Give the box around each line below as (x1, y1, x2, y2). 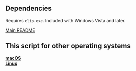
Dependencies (5, 4, 52, 13)
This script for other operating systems (5, 42, 131, 50)
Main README (5, 27, 35, 33)
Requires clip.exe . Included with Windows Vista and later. (5, 17, 126, 23)
